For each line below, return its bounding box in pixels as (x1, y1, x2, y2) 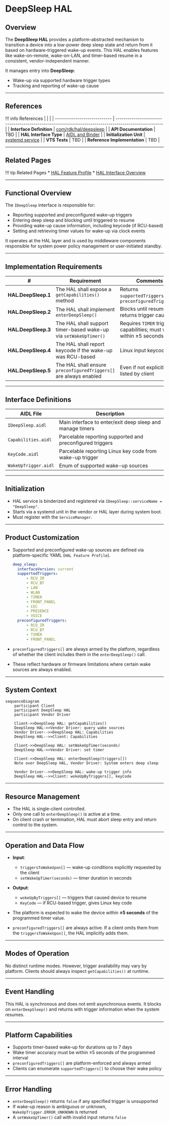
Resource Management (5, 792, 80, 801)
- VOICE (26, 613, 42, 619)
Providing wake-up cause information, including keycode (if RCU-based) (12, 223, 163, 229)
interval (12, 1055, 29, 1061)
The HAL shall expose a (55, 286, 112, 293)
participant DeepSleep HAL (14, 708, 71, 713)
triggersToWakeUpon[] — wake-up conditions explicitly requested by (20, 865, 162, 870)
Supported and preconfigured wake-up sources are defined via (12, 547, 144, 553)
